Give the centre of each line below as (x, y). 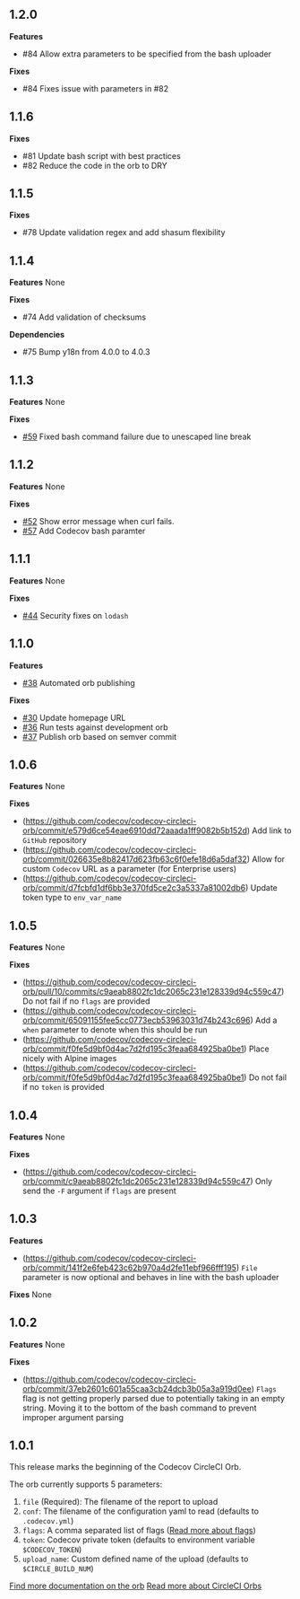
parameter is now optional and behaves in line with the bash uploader (150, 1277)
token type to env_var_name (72, 898)
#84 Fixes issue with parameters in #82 (95, 88)
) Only (261, 1181)
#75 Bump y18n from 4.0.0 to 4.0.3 (86, 352)
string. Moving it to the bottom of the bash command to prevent (139, 1408)
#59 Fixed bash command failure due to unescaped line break (137, 437)
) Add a (264, 1020)
